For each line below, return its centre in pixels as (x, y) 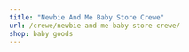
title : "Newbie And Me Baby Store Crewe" (87, 17)
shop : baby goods (41, 33)
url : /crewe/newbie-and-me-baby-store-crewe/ (94, 26)
